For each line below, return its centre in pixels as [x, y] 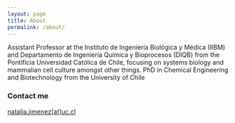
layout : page [27, 14]
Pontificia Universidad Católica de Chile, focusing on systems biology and [116, 63]
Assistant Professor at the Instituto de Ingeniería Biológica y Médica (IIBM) [116, 48]
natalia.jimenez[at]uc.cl [42, 112]
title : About [27, 21]
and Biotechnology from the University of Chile [76, 77]
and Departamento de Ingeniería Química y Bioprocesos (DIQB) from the [114, 55]
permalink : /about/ [36, 27]
